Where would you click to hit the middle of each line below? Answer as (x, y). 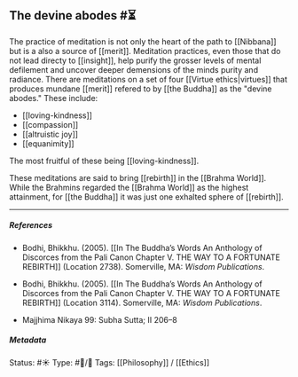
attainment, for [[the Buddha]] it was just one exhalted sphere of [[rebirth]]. (146, 196)
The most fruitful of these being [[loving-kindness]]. (104, 161)
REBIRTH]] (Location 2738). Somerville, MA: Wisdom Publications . (143, 266)
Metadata (28, 340)
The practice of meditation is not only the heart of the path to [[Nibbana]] (143, 41)
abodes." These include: (54, 98)
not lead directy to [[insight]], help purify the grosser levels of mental (135, 60)
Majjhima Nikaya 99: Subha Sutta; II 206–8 (99, 319)
